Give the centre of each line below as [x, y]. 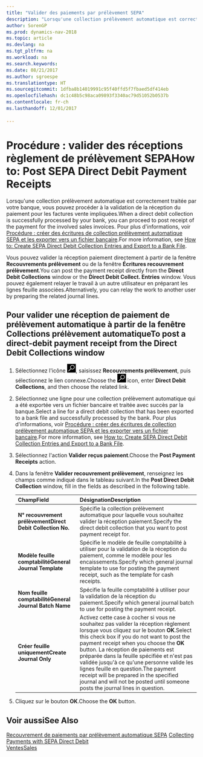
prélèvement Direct [42, 521]
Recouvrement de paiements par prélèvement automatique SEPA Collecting [100, 735]
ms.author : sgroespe [32, 76]
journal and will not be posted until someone [134, 681]
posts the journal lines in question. [122, 688]
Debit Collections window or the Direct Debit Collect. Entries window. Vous [101, 277]
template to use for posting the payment [129, 568]
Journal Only [34, 659]
